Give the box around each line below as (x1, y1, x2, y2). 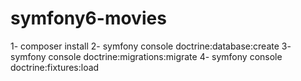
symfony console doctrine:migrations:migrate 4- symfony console (10, 50, 283, 62)
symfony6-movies (10, 7, 167, 30)
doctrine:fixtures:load (10, 61, 100, 73)
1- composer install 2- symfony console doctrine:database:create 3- (10, 40, 292, 52)
